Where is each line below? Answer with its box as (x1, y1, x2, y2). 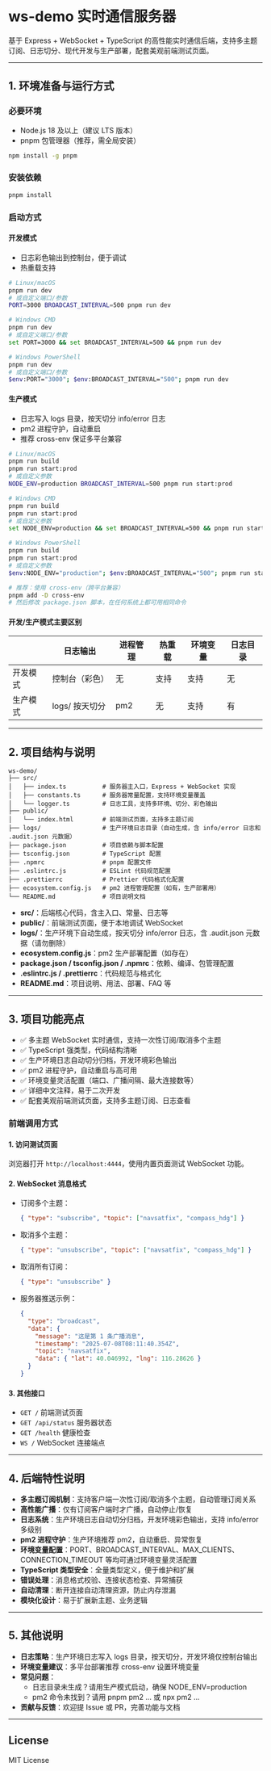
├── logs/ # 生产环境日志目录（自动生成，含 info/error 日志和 (8, 825, 261, 833)
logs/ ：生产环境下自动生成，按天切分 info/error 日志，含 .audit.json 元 (19, 928, 253, 938)
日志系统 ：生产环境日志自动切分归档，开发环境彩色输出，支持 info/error (19, 1514, 259, 1524)
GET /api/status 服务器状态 (19, 1418, 113, 1428)
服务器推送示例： (19, 1294, 77, 1303)
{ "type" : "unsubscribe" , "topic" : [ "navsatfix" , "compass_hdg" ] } (19, 1246, 252, 1254)
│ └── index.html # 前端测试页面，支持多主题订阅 (8, 816, 194, 824)
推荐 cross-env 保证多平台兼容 (19, 434, 123, 443)
